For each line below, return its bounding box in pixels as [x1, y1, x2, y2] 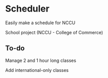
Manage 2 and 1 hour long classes [5, 57, 77, 63]
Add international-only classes [5, 67, 69, 73]
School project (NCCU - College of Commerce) [5, 29, 103, 35]
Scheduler [5, 3, 49, 15]
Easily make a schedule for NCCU [5, 20, 76, 26]
